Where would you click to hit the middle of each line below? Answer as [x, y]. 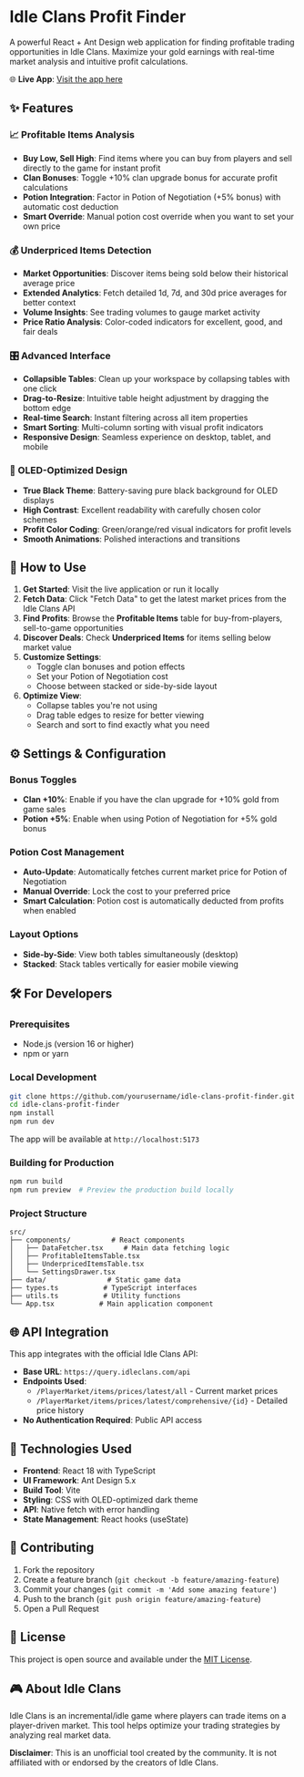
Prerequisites [40, 1024]
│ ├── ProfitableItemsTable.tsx [75, 1256]
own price [41, 226]
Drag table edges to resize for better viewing [120, 715]
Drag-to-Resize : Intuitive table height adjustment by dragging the [146, 398]
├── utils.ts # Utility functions [95, 1297]
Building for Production [62, 1162]
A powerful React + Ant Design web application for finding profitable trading [152, 42]
